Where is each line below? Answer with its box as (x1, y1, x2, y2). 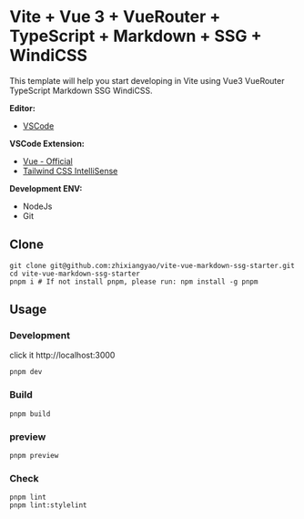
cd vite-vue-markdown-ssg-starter (9, 269, 141, 278)
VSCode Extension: (9, 138, 85, 149)
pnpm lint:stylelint (9, 501, 88, 510)
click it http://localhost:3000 (9, 349, 116, 361)
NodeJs (22, 201, 53, 212)
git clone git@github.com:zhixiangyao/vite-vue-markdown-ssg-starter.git (9, 261, 296, 270)
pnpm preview (9, 452, 59, 461)
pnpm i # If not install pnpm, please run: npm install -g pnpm (9, 276, 258, 286)
